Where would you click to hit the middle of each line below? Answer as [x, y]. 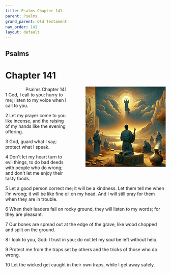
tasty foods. [18, 179]
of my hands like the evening [36, 126]
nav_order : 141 [21, 27]
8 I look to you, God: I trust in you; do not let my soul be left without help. [81, 240]
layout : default [22, 32]
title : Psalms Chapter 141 [34, 11]
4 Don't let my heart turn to [34, 157]
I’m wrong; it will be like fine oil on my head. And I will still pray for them [80, 194]
